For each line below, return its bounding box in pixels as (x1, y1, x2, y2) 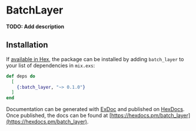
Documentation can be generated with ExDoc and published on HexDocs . (6, 106, 185, 113)
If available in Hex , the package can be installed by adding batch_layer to (6, 55, 184, 62)
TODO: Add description (6, 23, 65, 30)
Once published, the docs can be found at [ (6, 112, 112, 119)
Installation (6, 40, 48, 50)
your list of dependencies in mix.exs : (6, 62, 95, 69)
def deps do (6, 73, 35, 79)
